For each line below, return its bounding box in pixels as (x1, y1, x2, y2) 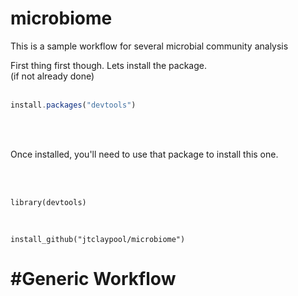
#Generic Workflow (10, 268, 177, 290)
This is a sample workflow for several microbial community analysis (10, 40, 289, 52)
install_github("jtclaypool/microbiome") (10, 234, 186, 244)
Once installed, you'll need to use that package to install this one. (10, 148, 279, 160)
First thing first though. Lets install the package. (10, 59, 207, 71)
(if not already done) (10, 70, 95, 82)
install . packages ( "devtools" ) (10, 100, 137, 110)
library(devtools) (10, 197, 87, 207)
